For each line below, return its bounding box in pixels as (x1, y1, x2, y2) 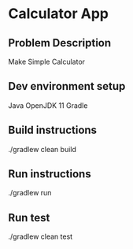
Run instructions (8, 167, 92, 181)
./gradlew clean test (8, 232, 73, 241)
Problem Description (8, 36, 112, 50)
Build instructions (8, 124, 97, 137)
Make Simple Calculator (8, 57, 85, 66)
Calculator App (8, 5, 109, 23)
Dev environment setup (8, 80, 126, 93)
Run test (8, 210, 50, 225)
